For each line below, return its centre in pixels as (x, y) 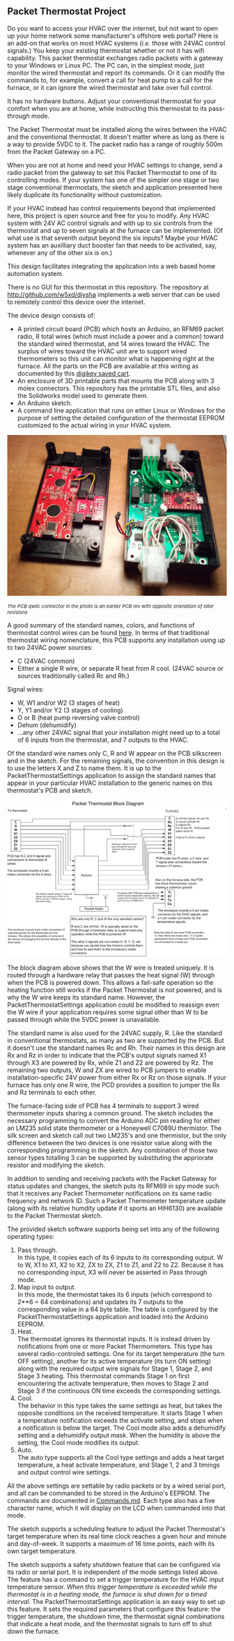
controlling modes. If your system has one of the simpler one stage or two (113, 180)
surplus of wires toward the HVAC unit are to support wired (102, 351)
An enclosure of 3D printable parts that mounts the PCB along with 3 (116, 381)
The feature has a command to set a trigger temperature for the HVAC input (116, 1580)
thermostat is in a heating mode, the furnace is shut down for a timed (107, 1594)
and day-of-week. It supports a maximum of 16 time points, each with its (111, 1544)
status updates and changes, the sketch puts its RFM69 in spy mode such (113, 1186)
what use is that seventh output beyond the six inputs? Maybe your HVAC (112, 238)
